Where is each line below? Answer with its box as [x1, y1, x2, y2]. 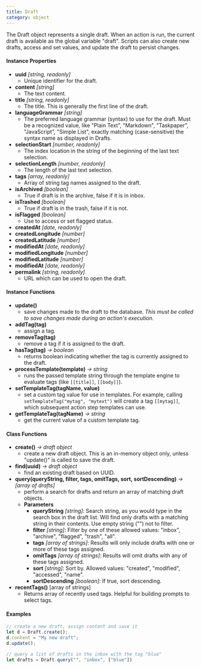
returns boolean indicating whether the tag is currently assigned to [23, 352, 188, 360]
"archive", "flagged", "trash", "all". [32, 533, 117, 540]
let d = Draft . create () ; [6, 629, 68, 635]
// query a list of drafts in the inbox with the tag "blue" [6, 651, 162, 657]
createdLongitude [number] [14, 230, 85, 237]
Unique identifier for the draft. [23, 77, 98, 84]
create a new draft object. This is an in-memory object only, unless [23, 450, 189, 457]
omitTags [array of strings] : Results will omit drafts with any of [32, 552, 187, 559]
